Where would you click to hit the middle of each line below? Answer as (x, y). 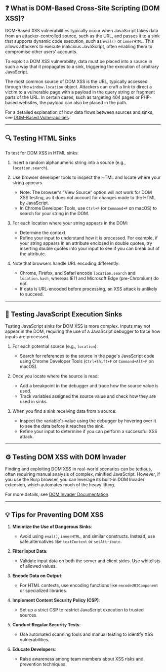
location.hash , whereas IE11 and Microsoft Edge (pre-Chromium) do (89, 278)
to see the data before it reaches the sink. (62, 426)
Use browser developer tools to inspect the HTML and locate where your (86, 177)
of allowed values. (38, 566)
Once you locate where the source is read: (56, 376)
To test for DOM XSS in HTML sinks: (42, 152)
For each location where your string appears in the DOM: (70, 223)
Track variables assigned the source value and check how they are (88, 396)
